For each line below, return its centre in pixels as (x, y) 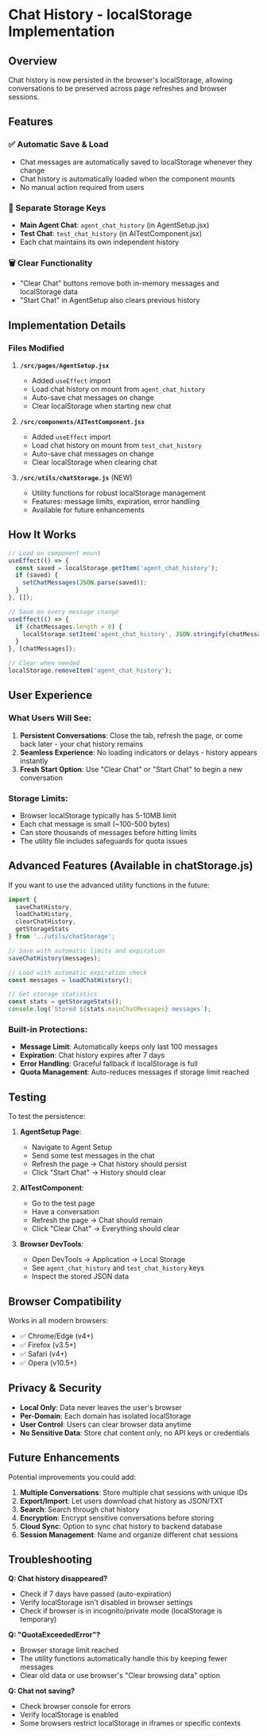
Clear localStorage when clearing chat (94, 462)
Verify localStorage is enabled (69, 1715)
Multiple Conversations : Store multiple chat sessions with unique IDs (133, 1492)
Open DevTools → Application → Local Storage (108, 1260)
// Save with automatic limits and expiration (87, 951)
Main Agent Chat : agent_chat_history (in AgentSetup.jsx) (114, 225)
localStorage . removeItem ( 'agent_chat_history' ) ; (90, 671)
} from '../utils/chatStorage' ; (62, 937)
